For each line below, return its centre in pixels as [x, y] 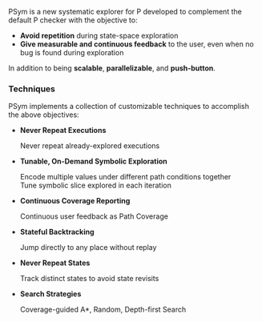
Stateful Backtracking [57, 232]
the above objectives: [44, 115]
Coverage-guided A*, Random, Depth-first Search [103, 310]
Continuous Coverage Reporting [75, 201]
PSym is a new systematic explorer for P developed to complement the [125, 12]
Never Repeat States [55, 263]
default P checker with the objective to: [73, 20]
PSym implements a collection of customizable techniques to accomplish [129, 107]
